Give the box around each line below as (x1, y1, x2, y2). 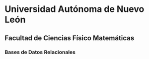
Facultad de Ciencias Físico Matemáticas (4, 34, 135, 42)
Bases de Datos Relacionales (4, 49, 75, 56)
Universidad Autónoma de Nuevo (4, 3, 145, 15)
